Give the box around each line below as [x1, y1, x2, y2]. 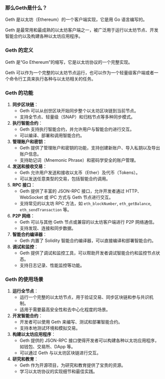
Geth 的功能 [5, 89, 33, 96]
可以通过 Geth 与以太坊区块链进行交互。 [19, 350, 101, 356]
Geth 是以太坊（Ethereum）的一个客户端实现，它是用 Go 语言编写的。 [5, 16, 148, 23]
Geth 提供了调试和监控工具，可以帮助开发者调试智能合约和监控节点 [19, 250, 156, 256]
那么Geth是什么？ [5, 4, 48, 11]
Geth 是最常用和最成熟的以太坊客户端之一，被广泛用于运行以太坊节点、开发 [5, 27, 159, 33]
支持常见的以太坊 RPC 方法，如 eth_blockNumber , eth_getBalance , [19, 200, 152, 206]
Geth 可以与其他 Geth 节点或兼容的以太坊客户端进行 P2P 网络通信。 [19, 219, 157, 225]
